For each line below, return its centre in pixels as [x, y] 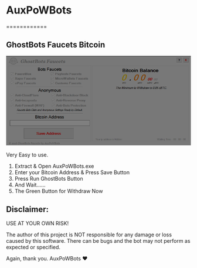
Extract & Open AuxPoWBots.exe [54, 166]
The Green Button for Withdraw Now [59, 191]
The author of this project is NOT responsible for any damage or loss [89, 235]
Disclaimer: [27, 209]
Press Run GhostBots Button [49, 178]
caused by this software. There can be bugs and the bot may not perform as [98, 241]
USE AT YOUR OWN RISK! [38, 223]
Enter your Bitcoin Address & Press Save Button [72, 172]
